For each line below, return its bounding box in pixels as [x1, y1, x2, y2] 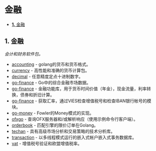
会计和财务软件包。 [4, 51, 43, 57]
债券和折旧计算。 [20, 92, 54, 97]
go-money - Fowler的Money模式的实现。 [11, 110, 94, 116]
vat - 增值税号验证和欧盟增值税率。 [11, 140, 82, 146]
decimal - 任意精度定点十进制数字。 [11, 74, 83, 79]
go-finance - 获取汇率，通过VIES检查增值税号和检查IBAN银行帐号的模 [11, 98, 152, 104]
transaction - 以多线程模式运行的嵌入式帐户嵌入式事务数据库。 [11, 134, 137, 140]
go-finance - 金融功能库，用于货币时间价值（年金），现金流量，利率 [11, 86, 147, 92]
